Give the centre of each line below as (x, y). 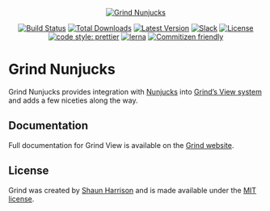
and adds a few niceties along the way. (73, 100)
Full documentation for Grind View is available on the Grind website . (121, 145)
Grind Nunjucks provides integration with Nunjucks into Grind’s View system (135, 91)
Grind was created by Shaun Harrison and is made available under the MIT (133, 190)
